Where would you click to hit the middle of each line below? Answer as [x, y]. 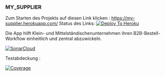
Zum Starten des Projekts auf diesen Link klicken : [58, 18]
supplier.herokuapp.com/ [32, 23]
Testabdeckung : [23, 58]
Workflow [15, 39]
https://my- [123, 18]
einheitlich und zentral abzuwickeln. [64, 39]
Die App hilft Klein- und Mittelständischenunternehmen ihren [69, 33]
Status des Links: [77, 23]
